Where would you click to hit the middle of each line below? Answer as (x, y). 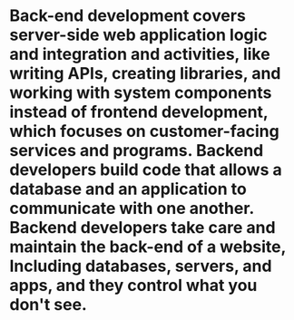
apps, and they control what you (133, 286)
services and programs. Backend (137, 151)
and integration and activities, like (140, 54)
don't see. (49, 305)
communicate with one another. (132, 208)
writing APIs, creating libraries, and (145, 74)
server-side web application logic (138, 35)
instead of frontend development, (139, 112)
